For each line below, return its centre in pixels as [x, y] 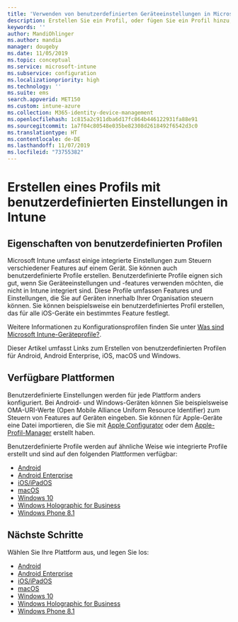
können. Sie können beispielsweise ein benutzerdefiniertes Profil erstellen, [116, 306]
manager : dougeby [33, 47]
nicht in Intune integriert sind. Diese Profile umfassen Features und [105, 290]
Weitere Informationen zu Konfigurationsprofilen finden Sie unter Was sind [116, 327]
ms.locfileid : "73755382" [45, 152]
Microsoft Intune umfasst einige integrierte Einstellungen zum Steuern [109, 260]
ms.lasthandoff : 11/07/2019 [49, 146]
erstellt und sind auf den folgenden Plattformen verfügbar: [92, 453]
